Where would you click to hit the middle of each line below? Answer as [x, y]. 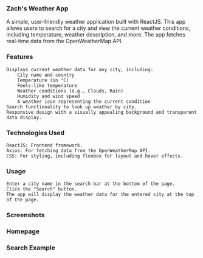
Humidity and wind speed [49, 96]
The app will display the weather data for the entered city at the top [100, 195]
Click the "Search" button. [42, 189]
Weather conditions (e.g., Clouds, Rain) [70, 91]
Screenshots [26, 215]
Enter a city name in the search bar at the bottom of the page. [91, 184]
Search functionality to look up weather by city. [72, 107]
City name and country [46, 75]
